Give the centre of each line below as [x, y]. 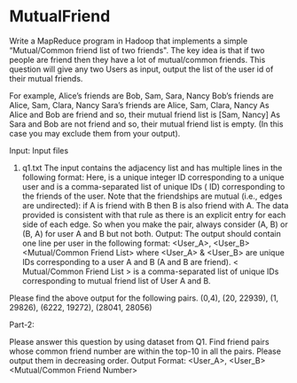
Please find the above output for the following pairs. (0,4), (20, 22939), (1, [144, 298]
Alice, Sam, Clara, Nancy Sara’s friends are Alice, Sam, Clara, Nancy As [139, 105]
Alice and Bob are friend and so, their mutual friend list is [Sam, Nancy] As [145, 114]
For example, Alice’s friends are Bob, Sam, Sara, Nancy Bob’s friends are [141, 96]
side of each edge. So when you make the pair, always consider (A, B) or [155, 224]
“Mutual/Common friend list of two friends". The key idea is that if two [137, 50]
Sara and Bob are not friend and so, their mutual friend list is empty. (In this [146, 124]
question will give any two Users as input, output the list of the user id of [141, 69]
